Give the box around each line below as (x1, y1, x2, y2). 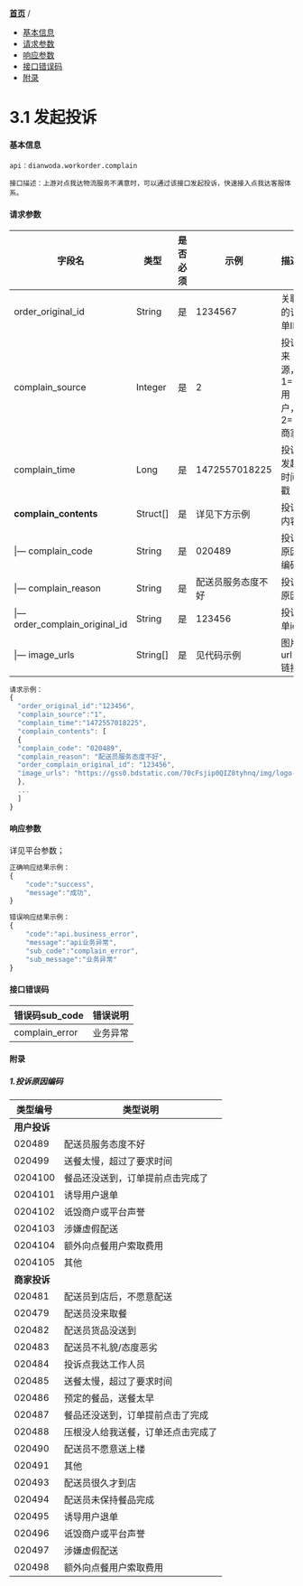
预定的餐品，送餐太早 (63, 1392, 155, 1404)
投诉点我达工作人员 (63, 1358, 146, 1371)
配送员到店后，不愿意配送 (63, 1291, 173, 1303)
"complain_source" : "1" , (17, 710, 106, 720)
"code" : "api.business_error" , (25, 929, 140, 939)
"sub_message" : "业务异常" (25, 955, 117, 964)
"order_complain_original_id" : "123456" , (17, 760, 176, 770)
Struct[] (135, 507, 170, 519)
